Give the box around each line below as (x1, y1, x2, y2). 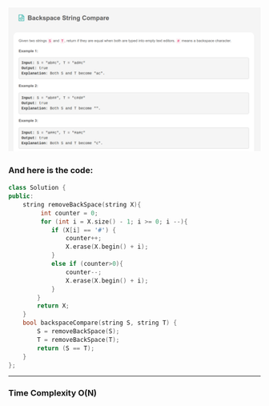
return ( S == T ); (37, 344, 94, 352)
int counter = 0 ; (40, 209, 98, 217)
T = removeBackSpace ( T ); (37, 336, 120, 344)
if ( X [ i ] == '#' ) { (50, 226, 116, 234)
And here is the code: (8, 164, 94, 175)
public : (8, 192, 34, 200)
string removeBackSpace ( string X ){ (22, 200, 142, 208)
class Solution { (8, 184, 66, 192)
